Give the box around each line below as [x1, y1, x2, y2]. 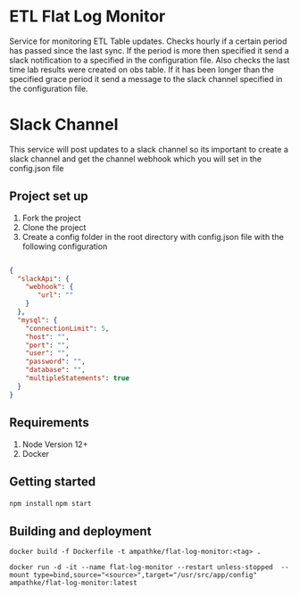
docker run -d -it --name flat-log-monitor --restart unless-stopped [9, 563, 274, 572]
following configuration [21, 241, 108, 252]
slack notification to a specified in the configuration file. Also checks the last [9, 54, 290, 65]
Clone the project [21, 221, 87, 233]
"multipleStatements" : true [25, 374, 129, 383]
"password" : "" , [25, 357, 87, 367]
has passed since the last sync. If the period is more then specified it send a [9, 45, 290, 55]
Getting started [9, 474, 96, 489]
